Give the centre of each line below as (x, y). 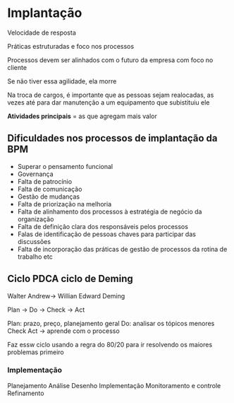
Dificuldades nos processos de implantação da (112, 138)
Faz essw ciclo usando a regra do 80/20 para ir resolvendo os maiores (110, 344)
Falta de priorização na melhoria (64, 204)
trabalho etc (35, 257)
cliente (17, 67)
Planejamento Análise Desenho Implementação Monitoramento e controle (114, 385)
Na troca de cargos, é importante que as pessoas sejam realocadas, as (111, 95)
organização (36, 219)
